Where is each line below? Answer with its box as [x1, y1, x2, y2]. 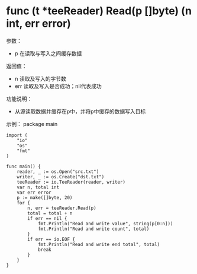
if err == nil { [27, 215, 67, 221]
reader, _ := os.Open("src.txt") [17, 168, 99, 175]
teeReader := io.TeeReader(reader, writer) [17, 179, 126, 185]
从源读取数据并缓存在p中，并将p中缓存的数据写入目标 [14, 108, 146, 115]
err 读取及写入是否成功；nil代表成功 [14, 82, 102, 90]
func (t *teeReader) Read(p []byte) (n [6, 4, 192, 18]
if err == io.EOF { [27, 236, 76, 242]
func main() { [6, 163, 41, 169]
